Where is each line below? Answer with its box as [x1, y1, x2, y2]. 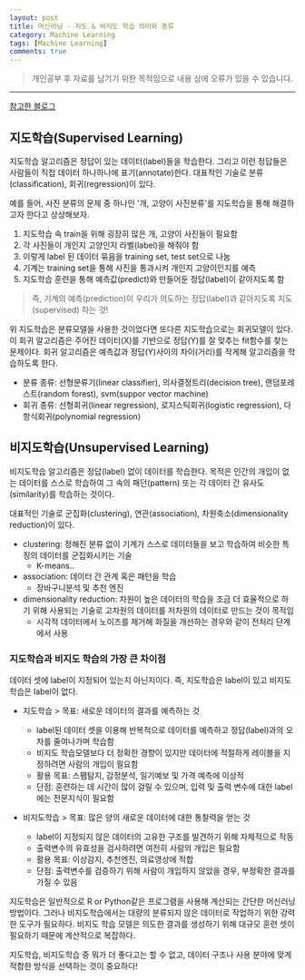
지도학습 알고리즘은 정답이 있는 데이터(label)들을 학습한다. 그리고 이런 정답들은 [9, 155, 288, 166]
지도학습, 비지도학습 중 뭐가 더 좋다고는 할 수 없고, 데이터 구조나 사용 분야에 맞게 [9, 949, 292, 960]
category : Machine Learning [9, 30, 116, 39]
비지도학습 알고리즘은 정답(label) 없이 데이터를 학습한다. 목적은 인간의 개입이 [9, 465, 280, 476]
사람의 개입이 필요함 [67, 759, 139, 769]
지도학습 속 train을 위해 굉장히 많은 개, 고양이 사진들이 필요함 [22, 228, 238, 239]
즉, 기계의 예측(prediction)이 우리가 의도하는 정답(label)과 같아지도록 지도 [31, 292, 293, 304]
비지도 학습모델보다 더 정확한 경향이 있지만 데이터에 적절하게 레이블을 [35, 748, 281, 759]
